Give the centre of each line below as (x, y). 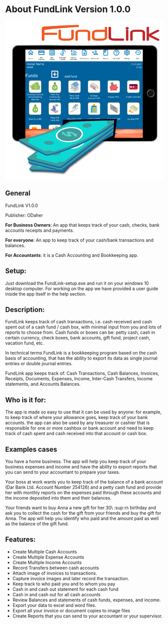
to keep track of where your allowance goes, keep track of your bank (76, 418)
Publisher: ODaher (24, 215)
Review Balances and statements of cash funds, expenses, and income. (87, 600)
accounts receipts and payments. (40, 230)
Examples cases (31, 449)
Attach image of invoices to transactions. (55, 573)
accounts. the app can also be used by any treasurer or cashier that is (77, 423)
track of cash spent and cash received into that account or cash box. (76, 434)
